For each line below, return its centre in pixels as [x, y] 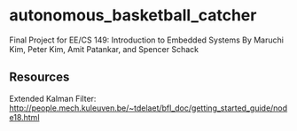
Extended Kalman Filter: [53, 98]
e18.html [24, 117]
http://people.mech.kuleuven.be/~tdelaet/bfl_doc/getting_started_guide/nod [148, 108]
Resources [39, 77]
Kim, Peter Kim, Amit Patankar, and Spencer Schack [104, 49]
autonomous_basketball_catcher [133, 15]
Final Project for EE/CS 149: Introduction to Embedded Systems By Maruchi [146, 40]
